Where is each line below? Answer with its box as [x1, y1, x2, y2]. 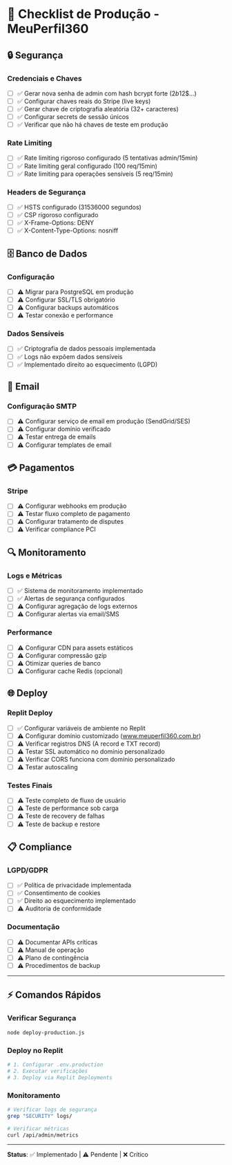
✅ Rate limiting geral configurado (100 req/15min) [17, 162, 157, 170]
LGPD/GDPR [7, 865, 48, 874]
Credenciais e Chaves [7, 73, 82, 83]
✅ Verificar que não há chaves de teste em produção [17, 120, 168, 129]
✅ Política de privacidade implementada [17, 881, 132, 890]
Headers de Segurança [7, 187, 86, 196]
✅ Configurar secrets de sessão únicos [17, 113, 129, 121]
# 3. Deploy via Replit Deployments [7, 1074, 113, 1081]
